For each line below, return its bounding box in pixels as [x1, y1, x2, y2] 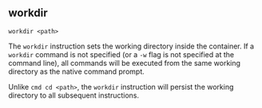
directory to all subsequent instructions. [8, 91, 140, 100]
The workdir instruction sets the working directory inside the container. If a [8, 41, 254, 51]
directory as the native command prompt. [8, 67, 145, 76]
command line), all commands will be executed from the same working [8, 58, 241, 67]
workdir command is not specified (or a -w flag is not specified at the [8, 49, 234, 59]
